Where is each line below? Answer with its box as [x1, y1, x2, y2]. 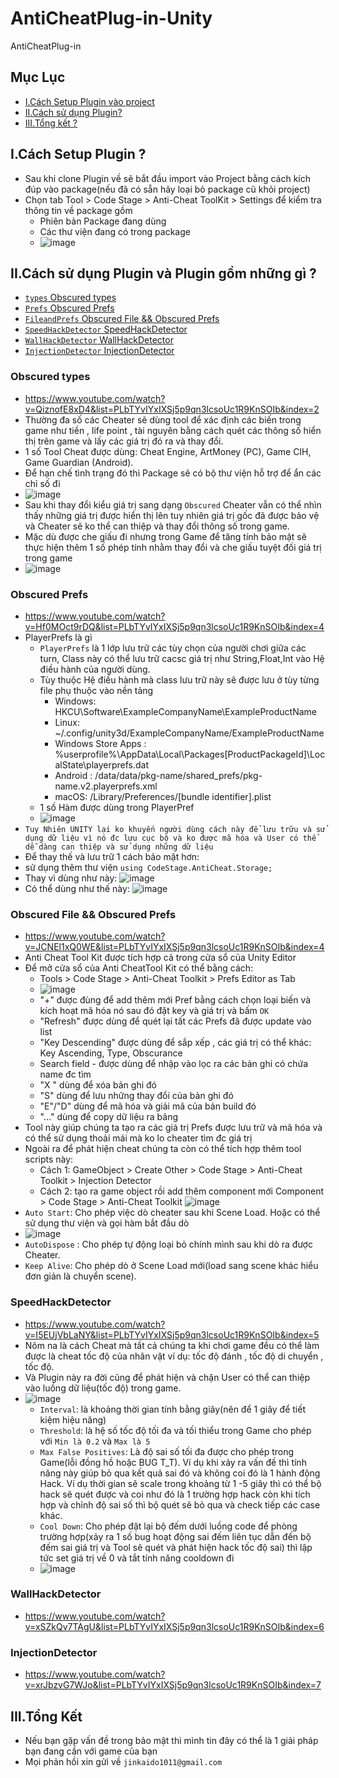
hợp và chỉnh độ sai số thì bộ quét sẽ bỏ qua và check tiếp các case [39, 1498, 321, 1511]
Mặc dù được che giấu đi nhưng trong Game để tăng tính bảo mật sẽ [24, 530, 307, 542]
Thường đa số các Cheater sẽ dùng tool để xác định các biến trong [24, 413, 302, 426]
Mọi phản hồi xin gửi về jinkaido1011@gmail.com [24, 1755, 223, 1767]
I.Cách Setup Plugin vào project [24, 95, 155, 107]
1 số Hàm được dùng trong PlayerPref [39, 801, 195, 813]
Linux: [54, 716, 80, 728]
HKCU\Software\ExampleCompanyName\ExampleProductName [54, 705, 318, 717]
